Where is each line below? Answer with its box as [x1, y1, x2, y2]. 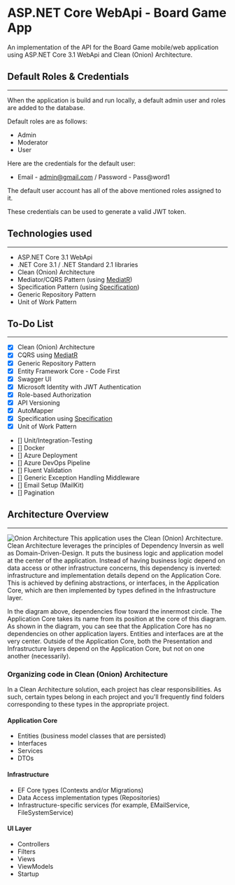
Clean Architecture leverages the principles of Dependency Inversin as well [7, 541, 225, 550]
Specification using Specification [17, 414, 113, 422]
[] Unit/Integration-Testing [17, 436, 93, 445]
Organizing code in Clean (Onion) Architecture [7, 669, 169, 679]
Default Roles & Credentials [7, 71, 129, 83]
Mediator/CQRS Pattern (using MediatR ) [17, 275, 133, 283]
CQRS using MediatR [17, 351, 78, 359]
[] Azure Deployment [17, 451, 78, 460]
